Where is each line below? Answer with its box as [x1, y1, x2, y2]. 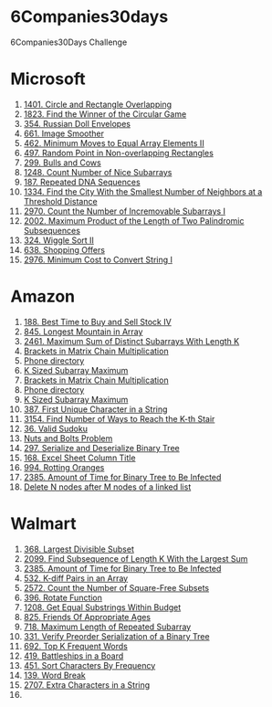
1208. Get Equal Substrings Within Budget [23, 601, 182, 613]
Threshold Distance [23, 195, 99, 206]
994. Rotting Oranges [23, 461, 105, 472]
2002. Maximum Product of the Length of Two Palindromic [23, 215, 245, 226]
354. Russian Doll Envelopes [23, 118, 131, 129]
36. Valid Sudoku [23, 423, 88, 434]
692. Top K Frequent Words [23, 640, 129, 651]
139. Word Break [23, 670, 86, 681]
